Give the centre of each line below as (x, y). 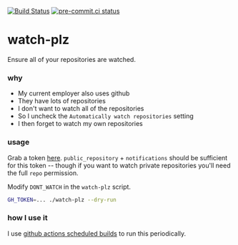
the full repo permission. (43, 173)
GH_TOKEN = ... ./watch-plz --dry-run (62, 199)
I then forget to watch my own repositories (80, 124)
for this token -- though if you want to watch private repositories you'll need (119, 165)
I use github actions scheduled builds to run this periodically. (97, 233)
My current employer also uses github (74, 93)
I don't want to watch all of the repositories (81, 109)
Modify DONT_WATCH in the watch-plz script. (69, 187)
